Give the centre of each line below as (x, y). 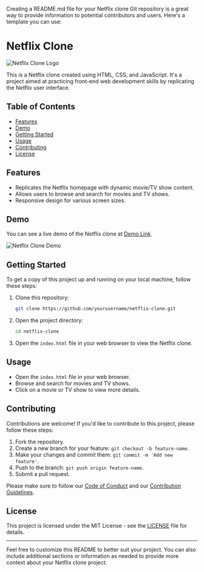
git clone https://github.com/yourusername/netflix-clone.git (95, 309)
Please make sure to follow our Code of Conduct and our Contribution (93, 486)
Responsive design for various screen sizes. (70, 200)
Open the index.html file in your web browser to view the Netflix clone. (104, 343)
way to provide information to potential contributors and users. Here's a (96, 15)
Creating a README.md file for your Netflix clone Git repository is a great (97, 9)
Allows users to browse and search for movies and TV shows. (92, 194)
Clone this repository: (42, 298)
